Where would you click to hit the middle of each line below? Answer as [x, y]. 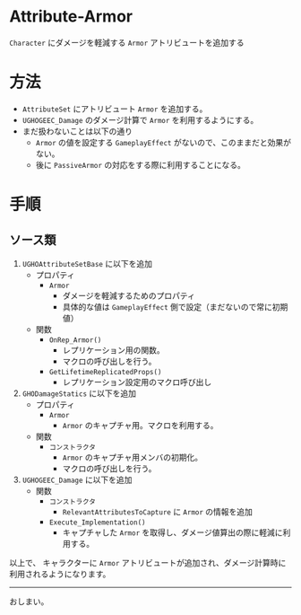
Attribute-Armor [71, 17]
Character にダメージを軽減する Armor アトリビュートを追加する [127, 42]
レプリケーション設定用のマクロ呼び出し [137, 382]
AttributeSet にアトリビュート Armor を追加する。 [115, 109]
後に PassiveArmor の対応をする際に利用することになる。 [141, 164]
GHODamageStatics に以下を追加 [79, 393]
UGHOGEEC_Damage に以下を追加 [77, 479]
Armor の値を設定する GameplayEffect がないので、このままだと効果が [163, 142]
